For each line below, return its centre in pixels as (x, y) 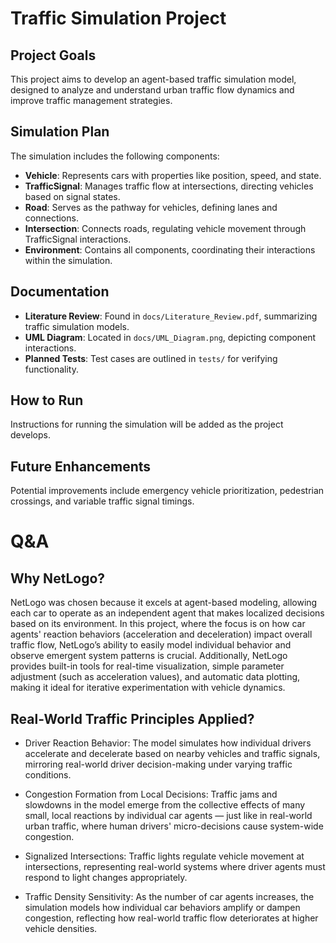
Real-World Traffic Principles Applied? (132, 718)
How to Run (47, 400)
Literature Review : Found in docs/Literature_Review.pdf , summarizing (171, 316)
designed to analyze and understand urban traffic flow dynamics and (152, 90)
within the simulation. (68, 260)
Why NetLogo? (58, 578)
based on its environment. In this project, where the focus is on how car (158, 624)
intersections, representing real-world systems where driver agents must (175, 867)
